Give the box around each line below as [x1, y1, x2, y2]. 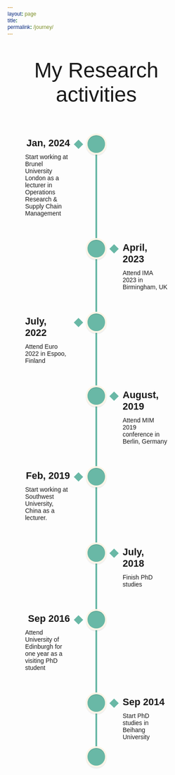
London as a [25, 174, 60, 182]
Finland [25, 357, 46, 365]
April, [122, 241, 148, 254]
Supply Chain [25, 203, 63, 210]
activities [55, 83, 138, 107]
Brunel [25, 160, 44, 168]
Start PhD [122, 712, 150, 720]
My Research [34, 58, 159, 83]
